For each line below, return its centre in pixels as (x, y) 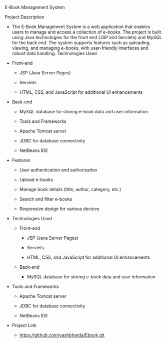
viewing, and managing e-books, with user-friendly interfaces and (80, 48)
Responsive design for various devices (59, 209)
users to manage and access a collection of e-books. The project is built (86, 32)
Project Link (24, 325)
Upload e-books (36, 180)
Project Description (24, 17)
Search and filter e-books (46, 199)
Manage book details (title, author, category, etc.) (70, 189)
